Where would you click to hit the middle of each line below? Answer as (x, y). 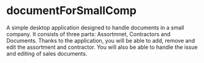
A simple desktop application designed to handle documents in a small (95, 28)
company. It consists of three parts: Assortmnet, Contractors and (89, 34)
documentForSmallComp (71, 11)
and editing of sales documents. (47, 53)
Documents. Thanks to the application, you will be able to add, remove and (100, 40)
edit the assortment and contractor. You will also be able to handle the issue (102, 47)
